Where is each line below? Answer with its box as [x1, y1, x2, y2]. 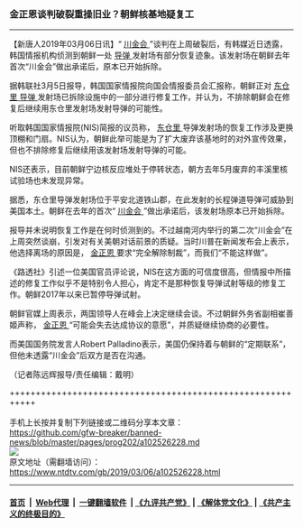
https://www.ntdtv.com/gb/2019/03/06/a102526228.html [9, 467, 221, 477]
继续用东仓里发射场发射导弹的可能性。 [24, 103, 168, 114]
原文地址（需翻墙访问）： [9, 457, 101, 467]
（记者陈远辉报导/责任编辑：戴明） [9, 369, 140, 380]
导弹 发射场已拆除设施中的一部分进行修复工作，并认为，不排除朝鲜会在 [19, 92, 282, 103]
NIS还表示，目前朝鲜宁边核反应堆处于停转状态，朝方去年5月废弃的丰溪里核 [9, 164, 289, 175]
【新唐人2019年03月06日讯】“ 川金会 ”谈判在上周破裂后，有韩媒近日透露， [9, 39, 288, 50]
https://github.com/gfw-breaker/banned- [9, 427, 162, 439]
